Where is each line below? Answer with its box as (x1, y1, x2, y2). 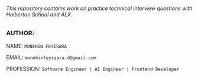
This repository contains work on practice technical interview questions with (6, 5, 193, 12)
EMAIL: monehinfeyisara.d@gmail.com (6, 53, 96, 61)
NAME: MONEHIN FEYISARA (6, 42, 67, 49)
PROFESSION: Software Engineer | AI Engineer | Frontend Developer (6, 65, 180, 72)
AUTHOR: (6, 29, 34, 38)
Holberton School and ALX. (6, 11, 73, 18)
